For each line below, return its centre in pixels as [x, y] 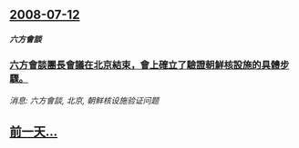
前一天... [34, 132]
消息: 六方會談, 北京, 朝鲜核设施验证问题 [84, 100]
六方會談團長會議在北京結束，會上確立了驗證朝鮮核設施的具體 [145, 65]
